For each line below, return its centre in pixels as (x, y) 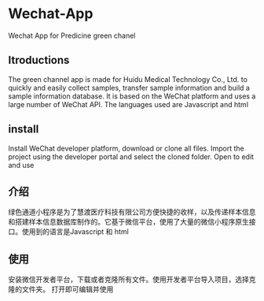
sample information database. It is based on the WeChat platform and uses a (132, 96)
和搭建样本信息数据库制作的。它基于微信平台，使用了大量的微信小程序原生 (128, 222)
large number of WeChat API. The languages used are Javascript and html (128, 104)
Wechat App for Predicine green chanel (72, 35)
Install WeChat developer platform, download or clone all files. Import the (126, 148)
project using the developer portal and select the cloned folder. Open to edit (131, 156)
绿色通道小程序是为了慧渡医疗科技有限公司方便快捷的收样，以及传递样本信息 (132, 212)
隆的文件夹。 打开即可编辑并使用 (61, 289)
